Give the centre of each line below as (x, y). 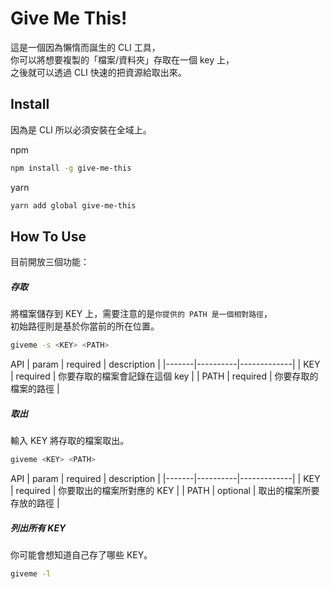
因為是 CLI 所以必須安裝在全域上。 (81, 129)
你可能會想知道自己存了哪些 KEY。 (81, 554)
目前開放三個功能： (50, 262)
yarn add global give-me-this (73, 205)
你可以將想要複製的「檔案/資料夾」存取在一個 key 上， (122, 59)
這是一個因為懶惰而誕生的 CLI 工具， (85, 47)
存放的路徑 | (35, 503)
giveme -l (31, 573)
